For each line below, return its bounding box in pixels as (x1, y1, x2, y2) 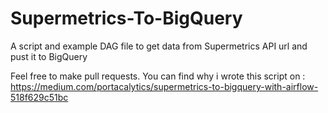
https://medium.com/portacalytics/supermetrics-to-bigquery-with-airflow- (10, 80, 319, 92)
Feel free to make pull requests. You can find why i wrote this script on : (10, 70, 306, 82)
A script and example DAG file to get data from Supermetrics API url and (10, 40, 308, 52)
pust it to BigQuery (10, 50, 88, 62)
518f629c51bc (10, 91, 69, 103)
